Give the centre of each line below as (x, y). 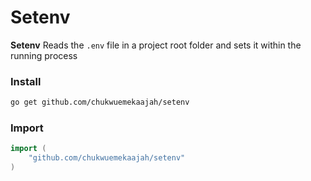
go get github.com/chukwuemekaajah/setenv (100, 102)
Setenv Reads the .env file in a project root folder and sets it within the (156, 45)
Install (26, 81)
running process (44, 55)
